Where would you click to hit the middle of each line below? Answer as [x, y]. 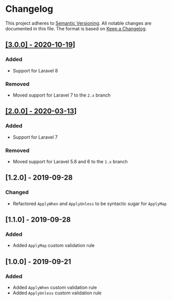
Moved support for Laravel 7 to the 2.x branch [62, 95]
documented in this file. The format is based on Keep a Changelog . [76, 28]
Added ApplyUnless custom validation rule [57, 293]
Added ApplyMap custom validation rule [54, 246]
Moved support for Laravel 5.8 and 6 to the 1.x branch [70, 161]
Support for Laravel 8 [35, 70]
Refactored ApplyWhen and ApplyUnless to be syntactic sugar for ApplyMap [90, 203]
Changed [17, 192]
